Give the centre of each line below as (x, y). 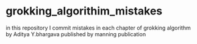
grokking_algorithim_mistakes (84, 11)
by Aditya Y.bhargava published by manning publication (76, 34)
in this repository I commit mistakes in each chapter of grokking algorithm (98, 28)
